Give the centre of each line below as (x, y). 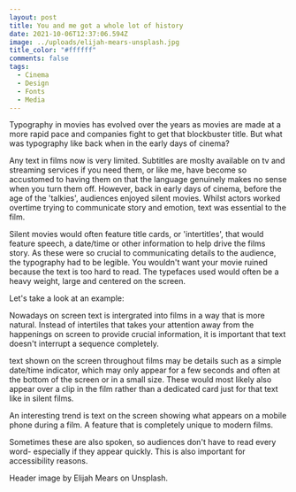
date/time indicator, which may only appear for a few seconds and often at (144, 370)
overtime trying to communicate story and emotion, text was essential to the (148, 208)
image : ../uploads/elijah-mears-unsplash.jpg (94, 42)
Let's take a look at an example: (67, 298)
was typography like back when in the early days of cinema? (119, 143)
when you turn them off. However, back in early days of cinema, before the (145, 189)
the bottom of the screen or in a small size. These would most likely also (140, 380)
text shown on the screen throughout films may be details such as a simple (145, 361)
